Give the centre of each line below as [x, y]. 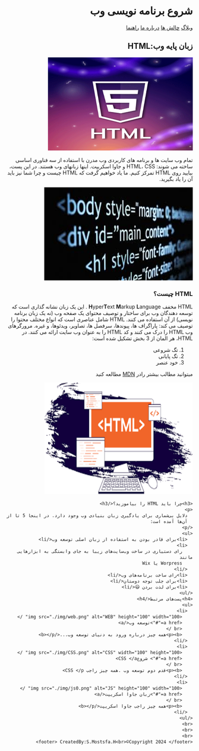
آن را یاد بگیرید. [176, 179]
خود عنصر [167, 363]
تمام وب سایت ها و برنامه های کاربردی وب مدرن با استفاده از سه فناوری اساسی [104, 160]
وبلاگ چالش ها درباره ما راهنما [159, 27]
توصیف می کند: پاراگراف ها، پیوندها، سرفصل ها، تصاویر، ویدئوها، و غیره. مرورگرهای [100, 326]
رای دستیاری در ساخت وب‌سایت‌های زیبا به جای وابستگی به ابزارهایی [99, 551]
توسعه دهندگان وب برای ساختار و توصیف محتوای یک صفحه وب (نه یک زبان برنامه [103, 313]
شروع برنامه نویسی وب [141, 11]
